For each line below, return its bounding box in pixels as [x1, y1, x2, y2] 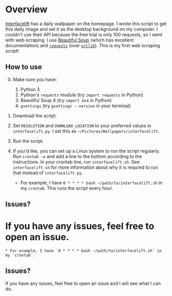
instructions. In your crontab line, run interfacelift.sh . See [12, 159, 140, 165]
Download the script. [12, 112, 58, 119]
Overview [5, 4, 48, 15]
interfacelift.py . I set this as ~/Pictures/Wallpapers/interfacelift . [12, 128, 160, 134]
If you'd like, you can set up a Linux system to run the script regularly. [12, 148, 161, 154]
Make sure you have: [12, 76, 58, 83]
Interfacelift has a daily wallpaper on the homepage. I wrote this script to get [5, 21, 167, 27]
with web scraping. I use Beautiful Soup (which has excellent [5, 37, 134, 43]
